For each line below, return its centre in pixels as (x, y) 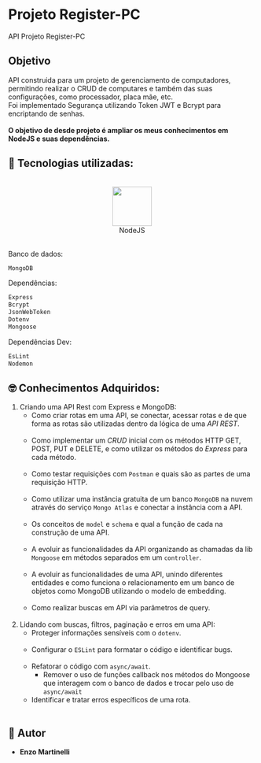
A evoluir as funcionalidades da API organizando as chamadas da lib (142, 550)
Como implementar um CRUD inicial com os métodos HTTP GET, (136, 441)
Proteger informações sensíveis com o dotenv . (106, 633)
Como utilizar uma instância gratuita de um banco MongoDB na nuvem (142, 499)
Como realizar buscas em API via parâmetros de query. (121, 608)
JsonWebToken (29, 313)
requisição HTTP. (59, 483)
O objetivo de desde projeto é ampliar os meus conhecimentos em (118, 130)
